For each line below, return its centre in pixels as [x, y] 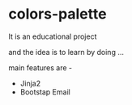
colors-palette [57, 14]
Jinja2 [30, 83]
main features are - [40, 67]
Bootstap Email [45, 92]
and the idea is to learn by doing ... [66, 52]
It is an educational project [53, 36]
